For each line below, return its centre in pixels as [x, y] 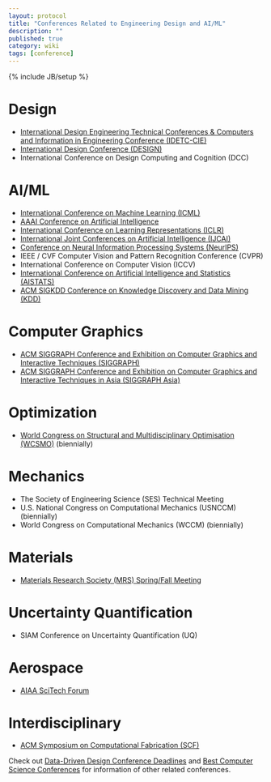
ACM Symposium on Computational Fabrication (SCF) [110, 746]
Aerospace [46, 667]
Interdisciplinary [65, 723]
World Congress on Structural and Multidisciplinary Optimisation [127, 435]
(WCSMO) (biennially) [57, 443]
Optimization [53, 412]
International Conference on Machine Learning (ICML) [110, 212]
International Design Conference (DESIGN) [91, 149]
